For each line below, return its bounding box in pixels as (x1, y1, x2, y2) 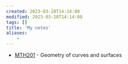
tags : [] (6, 19, 28, 25)
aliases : (6, 30, 28, 36)
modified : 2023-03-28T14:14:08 (6, 14, 83, 20)
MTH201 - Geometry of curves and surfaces (14, 52, 122, 58)
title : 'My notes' (6, 24, 51, 31)
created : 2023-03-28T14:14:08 (6, 8, 80, 15)
